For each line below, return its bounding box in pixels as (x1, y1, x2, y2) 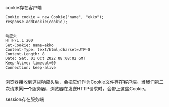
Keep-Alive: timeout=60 (5, 60, 56, 66)
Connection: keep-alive (5, 65, 56, 70)
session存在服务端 (5, 96, 45, 102)
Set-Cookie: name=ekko (5, 42, 54, 48)
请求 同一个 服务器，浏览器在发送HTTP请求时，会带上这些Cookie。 (9, 85, 149, 91)
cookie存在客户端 (5, 5, 43, 10)
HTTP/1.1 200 (5, 38, 33, 43)
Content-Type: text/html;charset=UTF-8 (5, 47, 91, 52)
